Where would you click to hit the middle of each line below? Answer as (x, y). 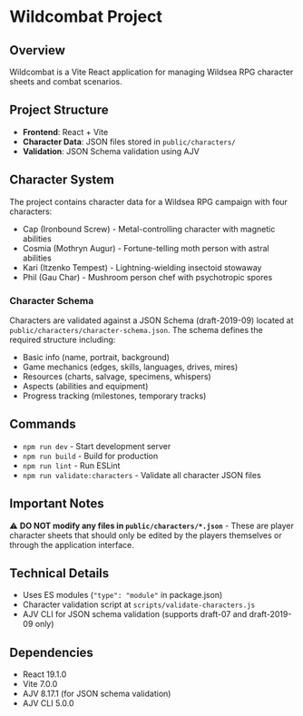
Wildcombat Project (86, 17)
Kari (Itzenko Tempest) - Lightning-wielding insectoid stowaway (142, 267)
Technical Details (59, 573)
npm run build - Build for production (90, 456)
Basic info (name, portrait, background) (96, 357)
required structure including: (63, 339)
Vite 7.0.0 (40, 684)
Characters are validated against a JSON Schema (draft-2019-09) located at (151, 320)
